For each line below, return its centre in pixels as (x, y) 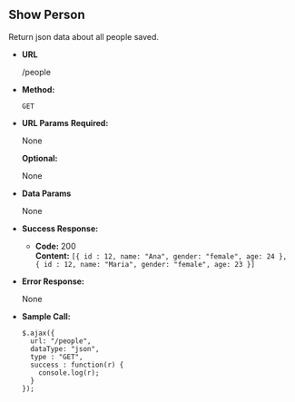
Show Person (47, 15)
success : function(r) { (77, 365)
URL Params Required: (65, 123)
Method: (38, 89)
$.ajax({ (38, 333)
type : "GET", (57, 357)
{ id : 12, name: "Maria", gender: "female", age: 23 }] (145, 264)
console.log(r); (69, 373)
